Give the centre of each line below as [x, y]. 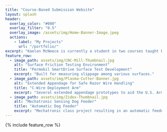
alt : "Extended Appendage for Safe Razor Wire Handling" [74, 83]
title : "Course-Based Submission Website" [50, 10]
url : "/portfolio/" [38, 46]
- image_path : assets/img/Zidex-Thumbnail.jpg [59, 97]
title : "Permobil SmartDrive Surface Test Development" [73, 70]
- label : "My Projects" [39, 42]
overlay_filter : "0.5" [33, 28]
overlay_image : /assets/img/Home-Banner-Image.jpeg [64, 33]
